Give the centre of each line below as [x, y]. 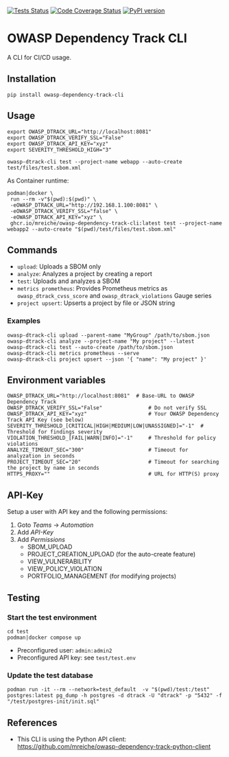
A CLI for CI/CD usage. [39, 57]
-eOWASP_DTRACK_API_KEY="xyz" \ [56, 217]
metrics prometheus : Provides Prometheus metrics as [92, 289]
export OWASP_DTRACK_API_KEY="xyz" [58, 144]
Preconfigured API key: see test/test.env [76, 657]
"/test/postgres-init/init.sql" [53, 702]
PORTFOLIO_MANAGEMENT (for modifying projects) [102, 576]
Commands [33, 250]
